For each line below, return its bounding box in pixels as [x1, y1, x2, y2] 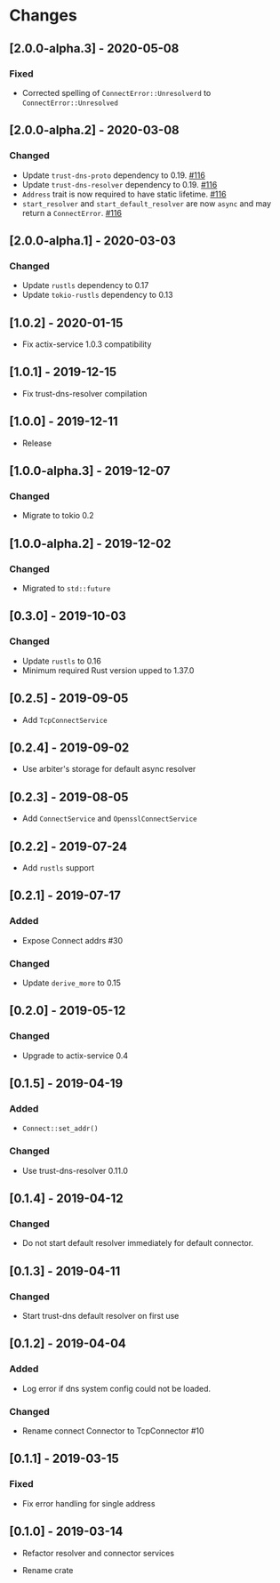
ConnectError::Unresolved [21, 99, 118, 108]
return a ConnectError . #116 [21, 207, 123, 218]
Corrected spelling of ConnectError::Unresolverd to [21, 87, 212, 98]
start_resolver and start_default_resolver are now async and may [21, 197, 272, 209]
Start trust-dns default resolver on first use [21, 1311, 180, 1322]
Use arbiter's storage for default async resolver [21, 764, 196, 775]
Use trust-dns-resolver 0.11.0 [21, 1165, 129, 1176]
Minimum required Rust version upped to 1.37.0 [21, 664, 195, 676]
